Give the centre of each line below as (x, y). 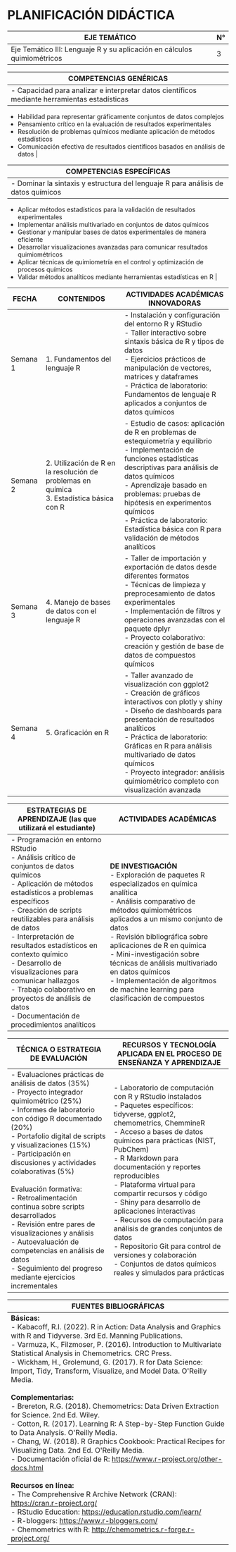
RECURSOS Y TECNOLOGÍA (170, 1045)
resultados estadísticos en (54, 945)
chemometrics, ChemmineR (159, 1123)
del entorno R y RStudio (163, 324)
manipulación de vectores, (168, 368)
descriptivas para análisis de (171, 467)
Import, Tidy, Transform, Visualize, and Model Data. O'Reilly (109, 1371)
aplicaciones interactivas (155, 1211)
